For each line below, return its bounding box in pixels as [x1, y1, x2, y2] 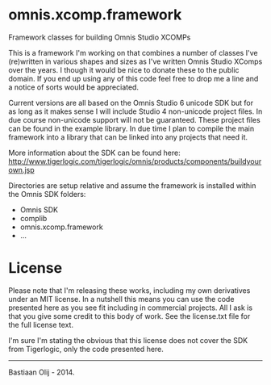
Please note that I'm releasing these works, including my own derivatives [8, 285, 251, 295]
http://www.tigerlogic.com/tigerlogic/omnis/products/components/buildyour [8, 156, 262, 166]
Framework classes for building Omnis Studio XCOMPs [8, 32, 191, 42]
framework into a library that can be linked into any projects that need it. [8, 132, 248, 142]
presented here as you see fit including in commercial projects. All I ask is [8, 303, 252, 312]
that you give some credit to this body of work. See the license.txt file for [8, 311, 251, 320]
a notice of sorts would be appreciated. [8, 82, 140, 92]
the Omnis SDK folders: [8, 189, 86, 199]
